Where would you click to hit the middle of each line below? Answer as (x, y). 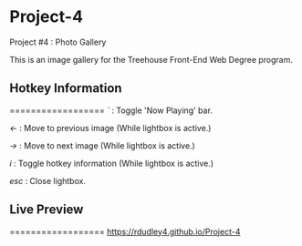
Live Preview (47, 210)
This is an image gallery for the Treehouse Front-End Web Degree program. (151, 59)
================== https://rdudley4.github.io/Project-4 (125, 231)
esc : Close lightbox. (48, 180)
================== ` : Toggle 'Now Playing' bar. (111, 110)
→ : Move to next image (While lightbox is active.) (103, 145)
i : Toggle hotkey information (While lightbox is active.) (112, 163)
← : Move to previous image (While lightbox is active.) (110, 128)
